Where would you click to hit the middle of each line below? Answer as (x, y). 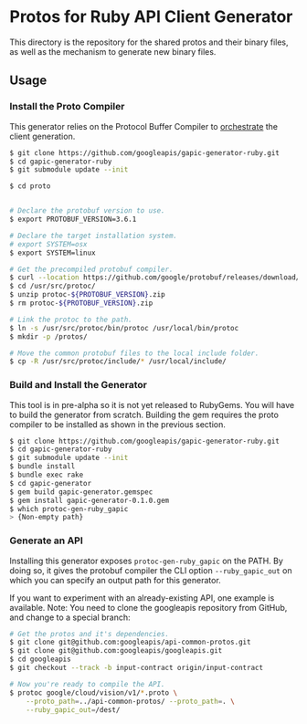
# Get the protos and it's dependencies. (90, 634)
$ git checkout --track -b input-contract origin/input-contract (136, 668)
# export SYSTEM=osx (49, 244)
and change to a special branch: (70, 617)
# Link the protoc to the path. (71, 320)
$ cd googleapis (40, 659)
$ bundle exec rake (47, 475)
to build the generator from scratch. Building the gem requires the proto (144, 414)
